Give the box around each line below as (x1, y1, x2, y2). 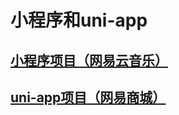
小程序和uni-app (10, 9, 148, 32)
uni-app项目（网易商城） (10, 89, 167, 106)
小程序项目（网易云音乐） (10, 52, 168, 69)
